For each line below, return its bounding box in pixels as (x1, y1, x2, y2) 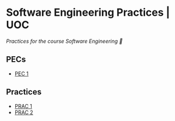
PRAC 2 (14, 109, 33, 116)
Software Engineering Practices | (6, 6, 170, 19)
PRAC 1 (14, 102, 32, 109)
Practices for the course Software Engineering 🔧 (6, 37, 123, 44)
